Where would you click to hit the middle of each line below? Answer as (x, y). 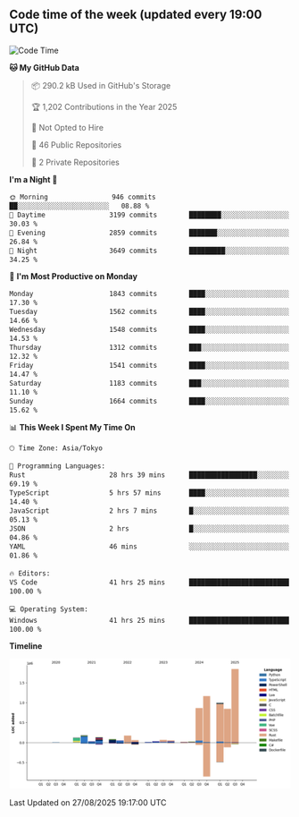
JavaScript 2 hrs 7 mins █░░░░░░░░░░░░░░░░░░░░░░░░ (149, 511)
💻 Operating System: (49, 609)
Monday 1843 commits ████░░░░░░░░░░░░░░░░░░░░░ (149, 294)
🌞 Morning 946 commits (83, 197)
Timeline (26, 646)
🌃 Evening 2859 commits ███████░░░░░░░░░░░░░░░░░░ (149, 233)
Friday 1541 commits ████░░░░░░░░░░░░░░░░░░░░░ (149, 365)
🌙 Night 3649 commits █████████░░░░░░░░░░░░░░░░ (149, 251)
